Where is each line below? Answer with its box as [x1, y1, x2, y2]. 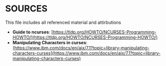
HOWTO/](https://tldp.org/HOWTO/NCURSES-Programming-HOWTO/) [12, 34, 158, 40]
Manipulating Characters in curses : [12, 39, 87, 45]
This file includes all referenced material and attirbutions [5, 19, 121, 25]
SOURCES [5, 3, 47, 14]
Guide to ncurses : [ [12, 29, 53, 35]
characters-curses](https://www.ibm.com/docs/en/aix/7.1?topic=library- [12, 50, 161, 56]
